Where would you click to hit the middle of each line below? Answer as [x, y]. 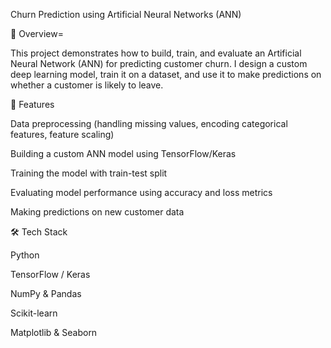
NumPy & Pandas [46, 293]
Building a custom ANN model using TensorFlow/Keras [123, 153]
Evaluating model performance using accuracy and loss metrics [141, 192]
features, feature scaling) [62, 134]
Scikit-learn [34, 313]
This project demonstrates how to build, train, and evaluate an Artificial [156, 53]
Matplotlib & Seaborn [54, 332]
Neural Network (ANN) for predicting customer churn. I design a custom [159, 63]
